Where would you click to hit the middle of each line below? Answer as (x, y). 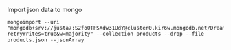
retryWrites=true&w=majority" (51, 34)
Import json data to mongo (45, 10)
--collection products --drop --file (150, 34)
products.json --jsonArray (46, 40)
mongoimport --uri (33, 22)
